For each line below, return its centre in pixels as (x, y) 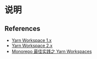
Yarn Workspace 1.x (31, 40)
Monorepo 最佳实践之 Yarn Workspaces (52, 51)
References (22, 28)
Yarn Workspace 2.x (32, 45)
